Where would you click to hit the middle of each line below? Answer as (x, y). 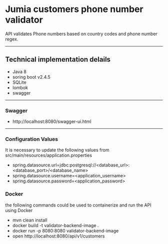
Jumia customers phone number (74, 9)
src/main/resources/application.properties (49, 155)
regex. (12, 39)
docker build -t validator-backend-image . (55, 225)
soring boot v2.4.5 (31, 77)
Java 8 (19, 72)
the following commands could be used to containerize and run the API (78, 205)
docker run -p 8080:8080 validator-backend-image (65, 230)
